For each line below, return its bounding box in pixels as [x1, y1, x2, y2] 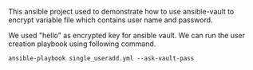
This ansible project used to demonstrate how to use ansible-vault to [8, 7, 235, 16]
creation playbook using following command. [8, 39, 156, 49]
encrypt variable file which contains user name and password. [8, 15, 213, 25]
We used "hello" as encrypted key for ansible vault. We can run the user [8, 31, 246, 40]
